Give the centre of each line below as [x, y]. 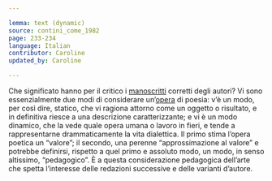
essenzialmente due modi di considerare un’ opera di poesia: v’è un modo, [132, 99]
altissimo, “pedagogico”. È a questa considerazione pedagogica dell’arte [129, 160]
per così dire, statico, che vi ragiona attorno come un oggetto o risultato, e [133, 108]
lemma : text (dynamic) [47, 23]
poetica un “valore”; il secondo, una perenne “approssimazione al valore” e [134, 142]
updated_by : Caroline [45, 61]
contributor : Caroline [47, 54]
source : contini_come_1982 [54, 30]
